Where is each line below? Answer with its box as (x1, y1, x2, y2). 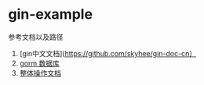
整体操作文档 (19, 68, 61, 77)
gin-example (8, 5, 93, 23)
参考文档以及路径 (8, 32, 64, 41)
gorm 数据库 (19, 58, 60, 68)
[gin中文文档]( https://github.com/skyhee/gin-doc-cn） (19, 48, 197, 58)
